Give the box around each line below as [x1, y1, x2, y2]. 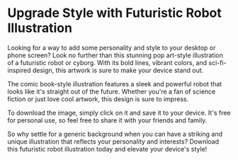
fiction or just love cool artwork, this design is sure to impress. [7, 94, 189, 103]
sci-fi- [208, 58, 227, 67]
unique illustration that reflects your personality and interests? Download [7, 137, 220, 146]
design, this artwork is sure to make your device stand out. [32, 66, 204, 74]
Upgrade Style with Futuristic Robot [7, 5, 222, 21]
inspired [7, 66, 31, 74]
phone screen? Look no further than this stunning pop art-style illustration [7, 51, 223, 59]
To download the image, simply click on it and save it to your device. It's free [7, 108, 231, 117]
